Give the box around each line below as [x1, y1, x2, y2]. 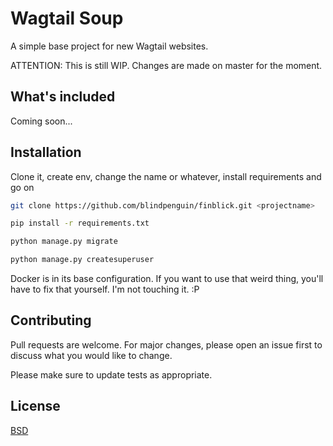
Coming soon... [10, 115, 73, 127]
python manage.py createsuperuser [10, 255, 155, 265]
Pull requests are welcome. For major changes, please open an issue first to [10, 338, 323, 351]
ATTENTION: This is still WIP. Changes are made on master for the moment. [10, 59, 323, 71]
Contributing [10, 312, 92, 329]
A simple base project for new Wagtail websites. [10, 40, 209, 52]
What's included [10, 88, 116, 106]
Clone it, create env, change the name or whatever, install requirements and [10, 170, 322, 182]
